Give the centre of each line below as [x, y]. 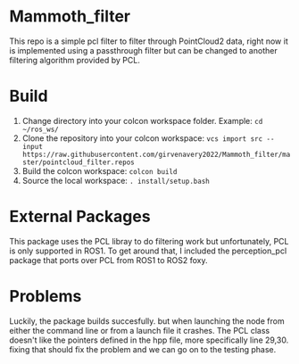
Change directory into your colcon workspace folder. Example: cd [142, 120]
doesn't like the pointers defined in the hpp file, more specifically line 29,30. [149, 340]
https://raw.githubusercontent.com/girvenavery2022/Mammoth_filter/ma [156, 154]
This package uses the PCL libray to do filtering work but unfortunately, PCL [149, 241]
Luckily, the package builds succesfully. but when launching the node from [147, 321]
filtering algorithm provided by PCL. [75, 60]
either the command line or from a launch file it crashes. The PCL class [140, 330]
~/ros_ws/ [41, 129]
